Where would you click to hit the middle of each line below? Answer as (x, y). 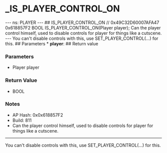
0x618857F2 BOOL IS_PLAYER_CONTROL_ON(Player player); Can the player (83, 27)
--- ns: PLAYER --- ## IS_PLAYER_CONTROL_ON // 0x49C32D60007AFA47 (82, 22)
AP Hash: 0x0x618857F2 (38, 115)
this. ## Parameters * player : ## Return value (52, 43)
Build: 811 (22, 120)
